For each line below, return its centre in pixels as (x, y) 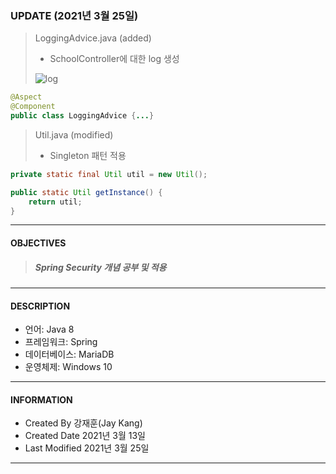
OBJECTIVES (38, 243)
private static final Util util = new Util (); (109, 174)
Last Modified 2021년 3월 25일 (87, 448)
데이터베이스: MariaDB (69, 354)
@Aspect (26, 97)
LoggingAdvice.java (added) (93, 38)
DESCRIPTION (40, 306)
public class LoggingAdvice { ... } (82, 116)
